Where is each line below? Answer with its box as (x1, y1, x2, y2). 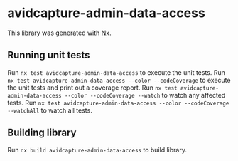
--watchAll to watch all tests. (7, 105, 92, 115)
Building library (7, 127, 77, 139)
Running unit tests (7, 49, 90, 61)
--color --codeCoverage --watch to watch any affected (64, 90, 226, 99)
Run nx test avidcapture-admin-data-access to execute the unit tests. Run (7, 68, 226, 76)
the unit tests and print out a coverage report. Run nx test (7, 83, 178, 92)
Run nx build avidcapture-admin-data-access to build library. (7, 145, 187, 154)
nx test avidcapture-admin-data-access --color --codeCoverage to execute (7, 76, 231, 84)
